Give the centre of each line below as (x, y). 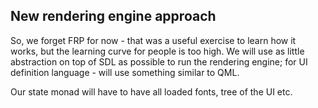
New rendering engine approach (113, 16)
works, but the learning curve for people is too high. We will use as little (157, 51)
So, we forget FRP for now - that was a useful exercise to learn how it (153, 40)
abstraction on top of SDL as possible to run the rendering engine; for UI (159, 61)
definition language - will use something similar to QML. (125, 72)
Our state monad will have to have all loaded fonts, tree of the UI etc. (151, 91)
